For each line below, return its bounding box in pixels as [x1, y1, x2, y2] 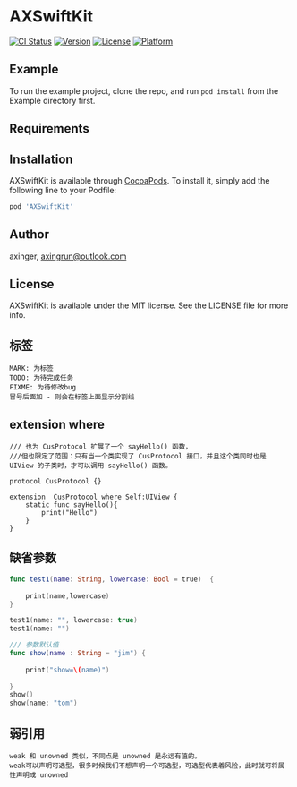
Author [9, 227, 49, 243]
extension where [9, 416, 105, 432]
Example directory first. [9, 95, 96, 106]
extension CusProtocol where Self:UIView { [9, 492, 178, 502]
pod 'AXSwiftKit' [9, 201, 74, 211]
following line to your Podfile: [9, 184, 117, 195]
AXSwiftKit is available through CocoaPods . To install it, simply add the [9, 175, 270, 185]
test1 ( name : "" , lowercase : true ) [9, 616, 139, 625]
